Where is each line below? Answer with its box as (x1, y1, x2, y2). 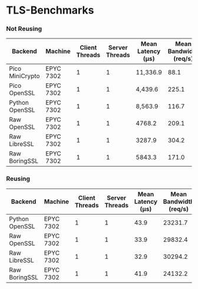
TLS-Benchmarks (6, 4, 94, 17)
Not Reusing (6, 25, 42, 33)
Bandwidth (163, 197, 194, 206)
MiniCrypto (9, 72, 40, 80)
